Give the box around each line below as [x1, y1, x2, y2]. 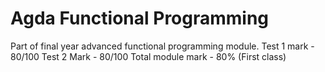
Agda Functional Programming [10, 7, 270, 30]
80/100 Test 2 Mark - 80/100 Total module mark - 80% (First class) [10, 50, 287, 62]
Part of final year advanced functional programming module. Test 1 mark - [10, 40, 315, 52]
